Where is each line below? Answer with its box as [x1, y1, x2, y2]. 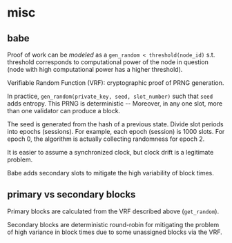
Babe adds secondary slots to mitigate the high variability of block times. [7, 169, 214, 177]
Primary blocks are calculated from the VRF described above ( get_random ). [7, 207, 220, 215]
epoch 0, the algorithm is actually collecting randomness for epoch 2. [7, 135, 205, 143]
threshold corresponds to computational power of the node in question [7, 58, 209, 66]
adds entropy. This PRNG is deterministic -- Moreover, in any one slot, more [7, 99, 223, 108]
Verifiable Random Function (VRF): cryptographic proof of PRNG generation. [7, 79, 224, 87]
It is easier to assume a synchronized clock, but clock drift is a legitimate [7, 148, 214, 156]
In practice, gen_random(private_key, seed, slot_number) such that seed [7, 92, 213, 100]
